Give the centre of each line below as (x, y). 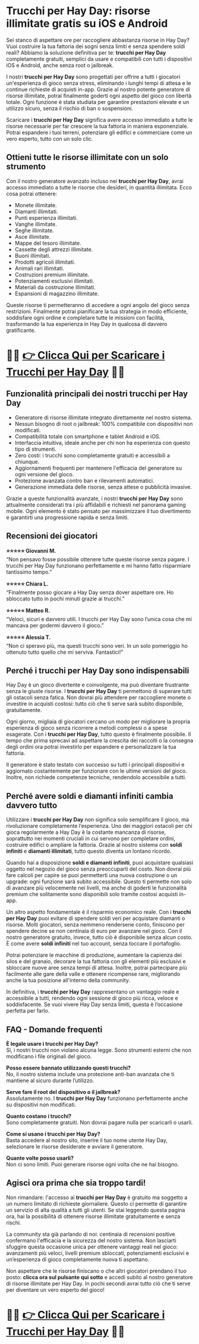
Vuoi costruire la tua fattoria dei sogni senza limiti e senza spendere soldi (96, 46)
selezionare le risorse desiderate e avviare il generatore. (75, 1147)
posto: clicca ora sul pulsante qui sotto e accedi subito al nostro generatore (99, 1277)
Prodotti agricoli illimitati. (45, 262)
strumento (26, 167)
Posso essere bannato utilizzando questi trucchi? (69, 1068)
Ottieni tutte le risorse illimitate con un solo (87, 158)
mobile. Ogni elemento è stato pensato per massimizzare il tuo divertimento (99, 511)
